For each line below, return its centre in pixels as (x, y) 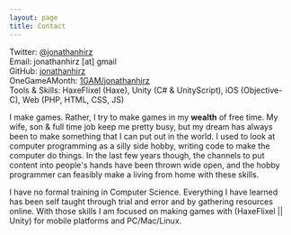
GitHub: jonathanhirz (48, 71)
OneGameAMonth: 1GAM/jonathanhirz (79, 80)
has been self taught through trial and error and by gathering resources (141, 201)
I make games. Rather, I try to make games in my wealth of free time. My (144, 117)
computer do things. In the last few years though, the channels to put (137, 155)
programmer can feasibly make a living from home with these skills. (134, 174)
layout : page (34, 18)
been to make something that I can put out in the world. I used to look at (142, 136)
